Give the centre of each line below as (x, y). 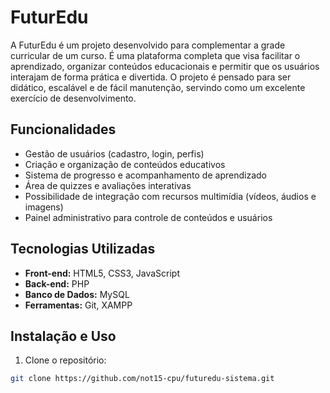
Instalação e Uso (63, 336)
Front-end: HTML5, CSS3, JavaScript (102, 273)
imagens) (44, 207)
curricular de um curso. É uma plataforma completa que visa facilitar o (155, 55)
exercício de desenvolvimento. (73, 98)
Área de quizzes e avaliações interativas (108, 185)
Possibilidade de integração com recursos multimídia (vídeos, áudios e (170, 196)
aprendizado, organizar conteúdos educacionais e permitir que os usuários (165, 66)
